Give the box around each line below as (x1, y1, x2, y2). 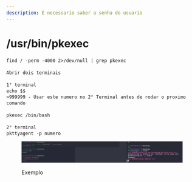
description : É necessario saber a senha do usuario (6, 10, 143, 16)
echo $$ (6, 88, 26, 94)
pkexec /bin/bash (6, 112, 50, 118)
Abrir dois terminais (6, 70, 61, 76)
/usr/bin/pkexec (6, 36, 89, 50)
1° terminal (6, 82, 36, 88)
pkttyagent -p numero (6, 130, 61, 136)
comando (6, 100, 26, 106)
